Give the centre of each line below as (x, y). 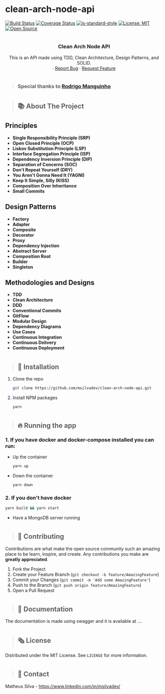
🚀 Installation (38, 367)
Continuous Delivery (34, 342)
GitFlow (20, 316)
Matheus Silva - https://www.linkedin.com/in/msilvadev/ (63, 686)
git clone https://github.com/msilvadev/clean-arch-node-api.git (82, 388)
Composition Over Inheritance (44, 186)
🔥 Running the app (47, 425)
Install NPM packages (35, 398)
